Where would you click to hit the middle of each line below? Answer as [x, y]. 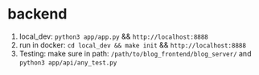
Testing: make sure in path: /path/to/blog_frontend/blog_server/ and [135, 53]
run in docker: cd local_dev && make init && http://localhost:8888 [133, 44]
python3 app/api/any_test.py [68, 62]
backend [37, 14]
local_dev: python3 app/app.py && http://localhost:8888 [113, 36]
